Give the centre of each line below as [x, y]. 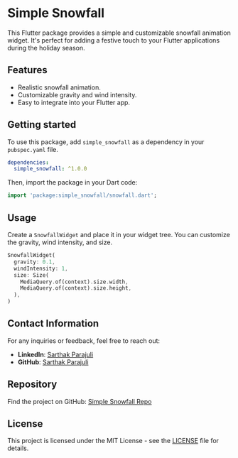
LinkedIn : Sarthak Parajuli [55, 354]
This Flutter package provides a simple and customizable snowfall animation [119, 33]
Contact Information [53, 323]
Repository [32, 385]
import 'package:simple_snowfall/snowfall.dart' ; [82, 196]
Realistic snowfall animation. [59, 87]
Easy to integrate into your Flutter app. [74, 102]
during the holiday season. [46, 48]
